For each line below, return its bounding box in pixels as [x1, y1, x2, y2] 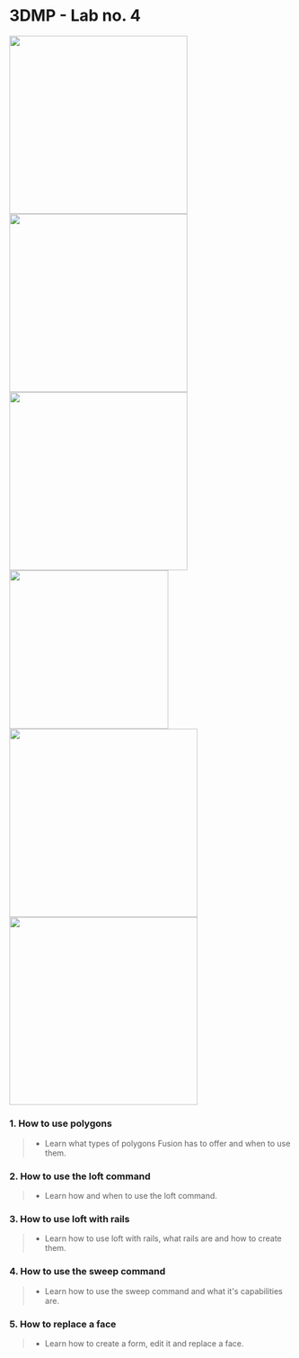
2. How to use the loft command [9, 1170, 151, 1183]
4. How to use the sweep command [9, 1265, 166, 1278]
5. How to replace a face [9, 1318, 117, 1330]
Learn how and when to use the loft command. [44, 1191, 218, 1202]
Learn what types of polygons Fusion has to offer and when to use [44, 1138, 291, 1148]
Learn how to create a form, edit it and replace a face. [44, 1337, 244, 1349]
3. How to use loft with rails [9, 1212, 130, 1225]
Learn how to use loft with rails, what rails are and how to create [44, 1233, 283, 1244]
